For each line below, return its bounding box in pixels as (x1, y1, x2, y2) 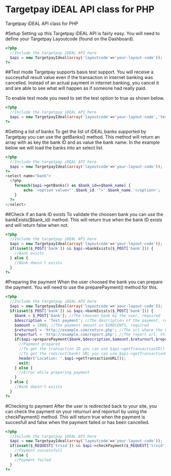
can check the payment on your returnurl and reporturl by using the (5, 408, 147, 414)
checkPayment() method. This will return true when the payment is (5, 414, 146, 420)
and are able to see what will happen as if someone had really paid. (5, 85, 147, 91)
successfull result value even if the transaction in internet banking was (5, 74, 154, 81)
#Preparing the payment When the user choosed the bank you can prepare (5, 279, 163, 285)
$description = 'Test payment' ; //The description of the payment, (14, 318, 160, 323)
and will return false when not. (5, 222, 69, 228)
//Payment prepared (18, 341, 60, 347)
